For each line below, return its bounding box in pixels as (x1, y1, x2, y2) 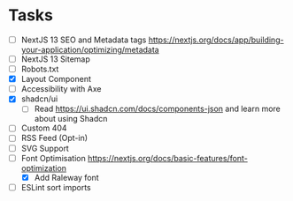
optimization (20, 162, 67, 173)
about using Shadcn (34, 114, 108, 124)
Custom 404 (20, 123, 67, 133)
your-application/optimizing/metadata (20, 45, 160, 55)
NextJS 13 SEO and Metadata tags (20, 34, 147, 45)
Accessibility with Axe (20, 84, 102, 94)
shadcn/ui (20, 93, 58, 104)
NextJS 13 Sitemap (20, 54, 90, 64)
